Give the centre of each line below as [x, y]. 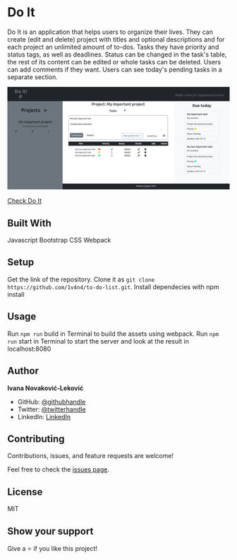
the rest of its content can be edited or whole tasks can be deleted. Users [114, 62]
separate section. [33, 77]
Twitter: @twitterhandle [51, 409]
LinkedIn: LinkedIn [44, 416]
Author [23, 371]
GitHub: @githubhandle [51, 402]
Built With [29, 223]
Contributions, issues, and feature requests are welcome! [91, 456]
